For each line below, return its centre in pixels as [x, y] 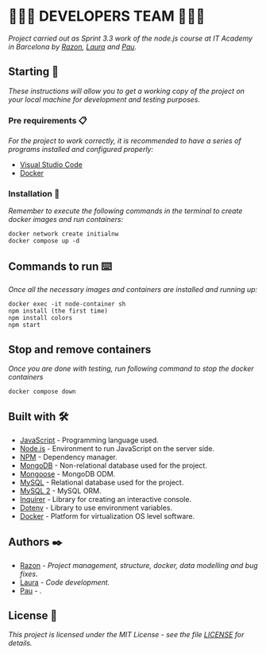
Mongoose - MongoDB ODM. [67, 473]
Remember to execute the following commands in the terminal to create [125, 211]
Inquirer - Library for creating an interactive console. [106, 499]
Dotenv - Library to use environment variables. [96, 508]
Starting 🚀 [34, 72]
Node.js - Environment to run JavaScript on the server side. [117, 448]
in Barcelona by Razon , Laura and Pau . [73, 46]
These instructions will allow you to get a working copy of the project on [126, 91]
